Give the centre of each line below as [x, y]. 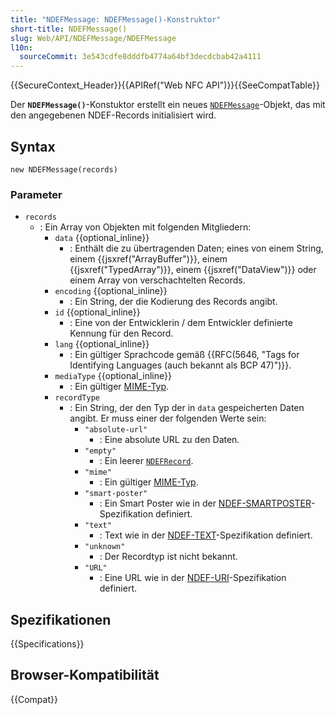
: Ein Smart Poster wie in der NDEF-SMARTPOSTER [205, 503]
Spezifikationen [61, 619]
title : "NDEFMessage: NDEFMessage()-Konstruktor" [116, 19]
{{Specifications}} [47, 644]
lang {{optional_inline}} [102, 344]
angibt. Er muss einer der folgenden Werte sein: [168, 418]
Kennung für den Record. [121, 333]
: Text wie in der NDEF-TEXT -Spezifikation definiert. [206, 535]
